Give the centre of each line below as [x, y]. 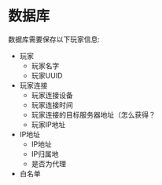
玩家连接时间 [52, 105]
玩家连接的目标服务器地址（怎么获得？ [93, 114]
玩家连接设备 [52, 95]
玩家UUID [47, 75]
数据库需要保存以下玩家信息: [54, 39]
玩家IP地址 [48, 124]
